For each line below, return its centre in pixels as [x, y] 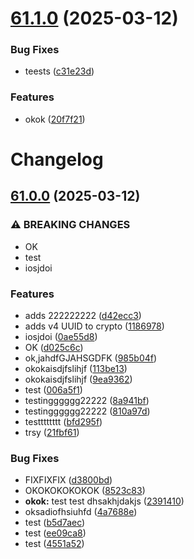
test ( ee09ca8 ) [55, 533]
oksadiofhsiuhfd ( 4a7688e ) [81, 512]
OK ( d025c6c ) [54, 347]
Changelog [57, 159]
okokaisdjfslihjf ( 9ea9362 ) [78, 379]
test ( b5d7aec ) [55, 523]
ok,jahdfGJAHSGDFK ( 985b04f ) [91, 358]
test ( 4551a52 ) [54, 544]
